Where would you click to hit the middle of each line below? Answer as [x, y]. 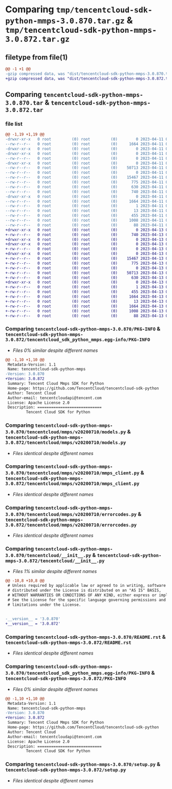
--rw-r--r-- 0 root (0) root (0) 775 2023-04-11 [84, 182]
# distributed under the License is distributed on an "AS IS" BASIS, [84, 590]
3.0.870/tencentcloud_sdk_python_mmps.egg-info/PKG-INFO [78, 673]
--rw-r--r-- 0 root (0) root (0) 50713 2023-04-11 [84, 168]
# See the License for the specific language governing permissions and [87, 600]
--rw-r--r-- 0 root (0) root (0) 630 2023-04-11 [84, 187]
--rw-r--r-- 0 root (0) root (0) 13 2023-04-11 [84, 211]
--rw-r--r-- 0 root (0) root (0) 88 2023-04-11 [84, 225]
